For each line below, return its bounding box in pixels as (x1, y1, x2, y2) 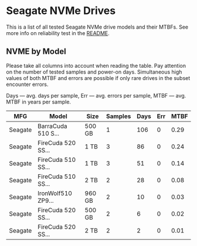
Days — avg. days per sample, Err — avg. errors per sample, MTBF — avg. (6, 92, 186, 99)
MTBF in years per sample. (6, 98, 72, 105)
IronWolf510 (37, 189, 72, 197)
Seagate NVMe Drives (6, 4, 116, 18)
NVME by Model (6, 47, 66, 57)
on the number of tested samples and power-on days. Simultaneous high (6, 68, 182, 75)
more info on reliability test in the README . (6, 29, 110, 36)
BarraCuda (37, 122, 67, 130)
